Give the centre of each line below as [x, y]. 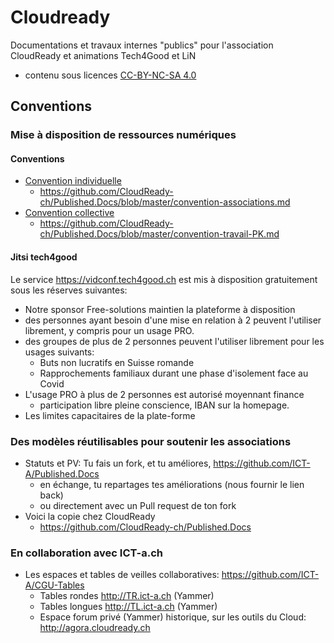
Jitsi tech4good [44, 257]
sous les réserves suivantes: [69, 290]
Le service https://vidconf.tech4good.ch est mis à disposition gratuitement [164, 279]
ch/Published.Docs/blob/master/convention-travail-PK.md [159, 234]
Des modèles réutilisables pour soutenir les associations [151, 441]
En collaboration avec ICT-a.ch [86, 553]
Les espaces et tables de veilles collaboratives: [122, 575]
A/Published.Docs [62, 473]
